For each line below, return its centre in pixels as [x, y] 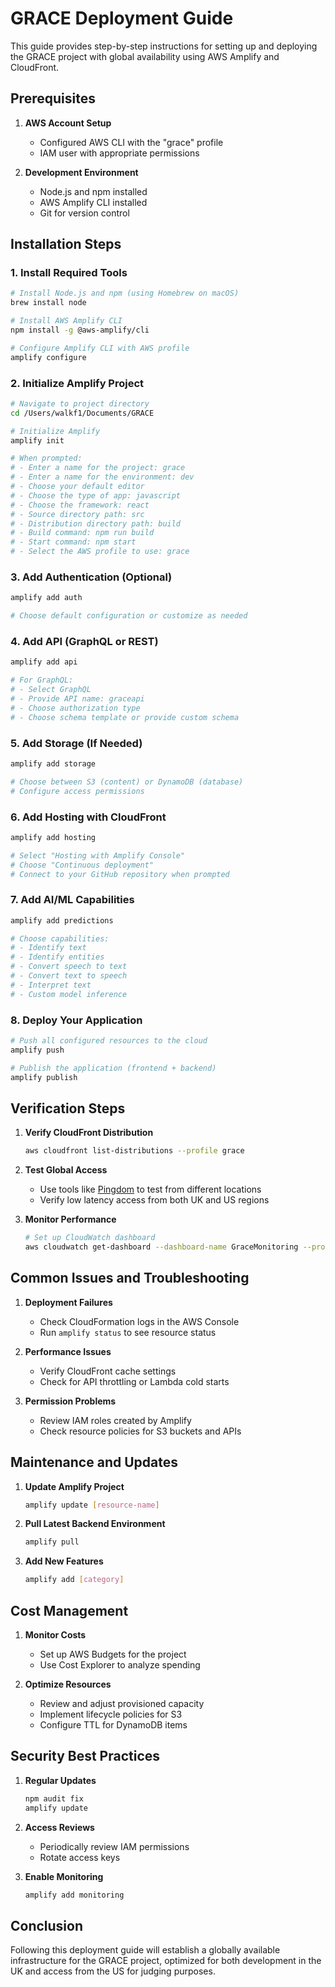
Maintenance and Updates [94, 1462]
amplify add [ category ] [74, 1580]
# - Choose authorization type [75, 708]
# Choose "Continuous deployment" [82, 865]
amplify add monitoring [74, 1895]
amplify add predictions [62, 920]
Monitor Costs [55, 1635]
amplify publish [44, 1077]
